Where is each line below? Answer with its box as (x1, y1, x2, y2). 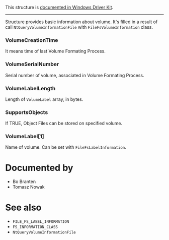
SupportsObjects (5, 108, 48, 115)
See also (5, 202, 42, 213)
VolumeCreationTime (5, 36, 58, 43)
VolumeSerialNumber (5, 61, 59, 68)
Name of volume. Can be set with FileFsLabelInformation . (5, 144, 127, 150)
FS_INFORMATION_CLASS (12, 224, 58, 230)
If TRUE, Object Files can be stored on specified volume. (5, 121, 122, 127)
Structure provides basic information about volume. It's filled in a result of (5, 19, 158, 25)
